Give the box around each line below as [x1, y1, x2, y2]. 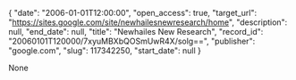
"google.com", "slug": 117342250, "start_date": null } [8, 45, 202, 56]
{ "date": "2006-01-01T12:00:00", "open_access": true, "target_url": [8, 8, 258, 18]
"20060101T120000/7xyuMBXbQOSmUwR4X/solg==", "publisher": [8, 36, 256, 46]
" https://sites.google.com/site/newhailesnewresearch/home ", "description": [8, 17, 288, 28]
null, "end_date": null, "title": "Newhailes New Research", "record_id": [8, 27, 264, 36]
